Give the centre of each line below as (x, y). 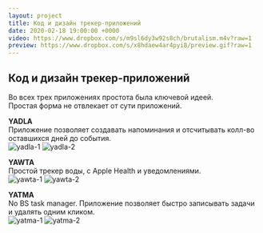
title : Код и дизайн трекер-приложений (75, 23)
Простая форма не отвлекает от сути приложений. (95, 106)
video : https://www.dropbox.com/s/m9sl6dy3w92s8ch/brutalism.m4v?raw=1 (130, 38)
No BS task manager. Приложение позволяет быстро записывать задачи (132, 203)
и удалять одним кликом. (52, 211)
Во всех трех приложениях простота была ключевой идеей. (111, 97)
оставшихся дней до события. (60, 138)
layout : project (35, 16)
